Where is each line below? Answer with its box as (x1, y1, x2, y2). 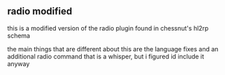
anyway (7, 59, 30, 68)
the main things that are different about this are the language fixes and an (7, 44, 219, 53)
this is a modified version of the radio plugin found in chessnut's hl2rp (7, 24, 209, 32)
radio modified (7, 6, 73, 17)
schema (7, 31, 30, 40)
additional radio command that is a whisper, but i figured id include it (7, 52, 205, 60)
